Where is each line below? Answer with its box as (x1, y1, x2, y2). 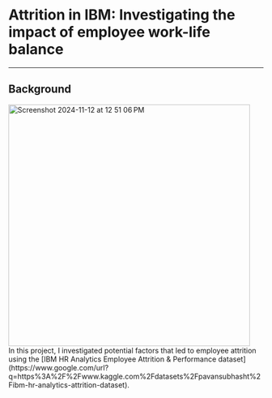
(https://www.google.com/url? (8, 362, 109, 372)
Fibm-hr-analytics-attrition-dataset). (8, 379, 130, 390)
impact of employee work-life (8, 23, 210, 41)
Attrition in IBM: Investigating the (8, 6, 236, 24)
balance (8, 41, 64, 58)
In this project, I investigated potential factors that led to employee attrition (8, 345, 257, 355)
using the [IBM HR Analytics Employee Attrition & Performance (8, 354, 217, 364)
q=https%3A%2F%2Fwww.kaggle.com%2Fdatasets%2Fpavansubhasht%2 (8, 371, 261, 381)
